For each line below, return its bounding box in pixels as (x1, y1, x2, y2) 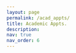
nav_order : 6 (6, 38, 40, 44)
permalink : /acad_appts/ (6, 15, 70, 21)
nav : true (6, 32, 32, 38)
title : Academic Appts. (6, 21, 67, 27)
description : (6, 26, 40, 32)
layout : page (6, 9, 40, 15)
